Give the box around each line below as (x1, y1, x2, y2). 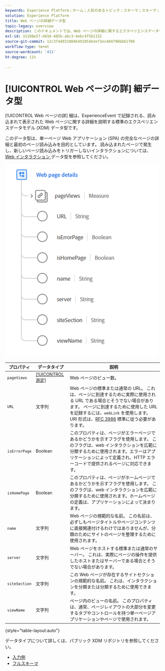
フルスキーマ (12, 660, 38, 666)
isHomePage (7, 490, 29, 495)
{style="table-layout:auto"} (5, 627, 60, 633)
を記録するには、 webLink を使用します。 (69, 410, 151, 416)
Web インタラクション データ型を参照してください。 (5, 154, 111, 160)
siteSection (7, 581, 32, 586)
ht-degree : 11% (5, 55, 36, 60)
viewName (7, 608, 26, 612)
